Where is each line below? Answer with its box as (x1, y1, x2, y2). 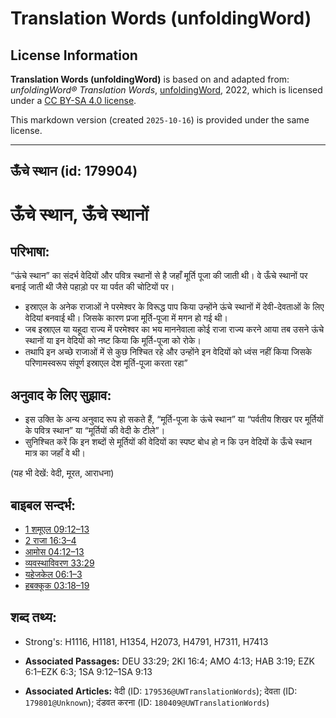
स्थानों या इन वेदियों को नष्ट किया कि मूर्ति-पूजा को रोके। (24, 335, 202, 347)
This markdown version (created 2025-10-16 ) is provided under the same (10, 114, 310, 126)
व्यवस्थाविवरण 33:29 (24, 557, 95, 569)
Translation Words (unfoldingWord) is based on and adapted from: (10, 73, 290, 85)
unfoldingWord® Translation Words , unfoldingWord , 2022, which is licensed (10, 84, 323, 96)
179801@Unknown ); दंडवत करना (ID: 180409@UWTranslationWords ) (24, 696, 270, 708)
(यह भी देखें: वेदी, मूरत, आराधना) (10, 467, 115, 479)
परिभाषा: (10, 243, 50, 260)
